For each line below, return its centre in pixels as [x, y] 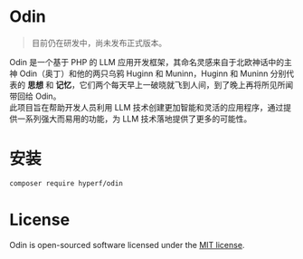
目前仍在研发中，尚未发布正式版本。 [99, 43]
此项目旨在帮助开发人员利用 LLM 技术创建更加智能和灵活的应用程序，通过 [147, 107]
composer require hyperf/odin [66, 183]
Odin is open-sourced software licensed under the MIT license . [127, 245]
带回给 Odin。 [35, 96]
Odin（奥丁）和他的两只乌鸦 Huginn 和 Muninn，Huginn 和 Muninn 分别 [153, 73]
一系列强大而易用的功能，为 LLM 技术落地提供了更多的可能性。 [134, 119]
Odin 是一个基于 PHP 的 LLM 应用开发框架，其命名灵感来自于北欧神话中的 [147, 62]
